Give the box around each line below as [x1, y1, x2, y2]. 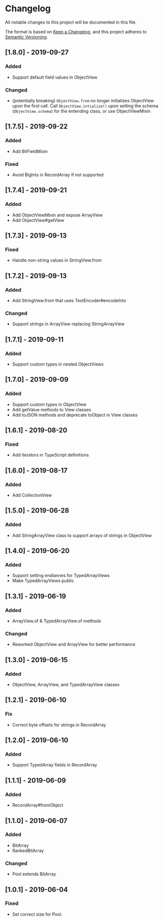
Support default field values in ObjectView [12, 74, 98, 80]
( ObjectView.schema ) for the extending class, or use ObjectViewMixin [12, 108, 151, 114]
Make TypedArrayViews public [12, 578, 74, 583]
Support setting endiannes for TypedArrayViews [12, 573, 110, 579]
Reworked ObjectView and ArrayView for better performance [12, 642, 136, 647]
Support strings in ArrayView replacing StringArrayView [12, 321, 125, 327]
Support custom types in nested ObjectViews [12, 361, 104, 367]
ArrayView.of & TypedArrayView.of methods [12, 618, 101, 624]
